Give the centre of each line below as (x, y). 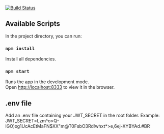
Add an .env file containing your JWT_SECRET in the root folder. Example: (83, 115)
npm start (17, 72)
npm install (20, 48)
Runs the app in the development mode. (47, 82)
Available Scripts (33, 24)
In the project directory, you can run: (44, 36)
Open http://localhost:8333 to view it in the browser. (60, 87)
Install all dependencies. (31, 59)
